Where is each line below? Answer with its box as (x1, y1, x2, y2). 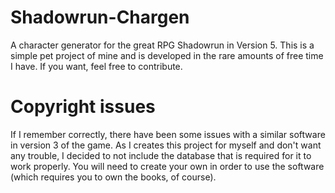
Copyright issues (10, 96, 156, 118)
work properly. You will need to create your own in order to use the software (10, 160, 325, 172)
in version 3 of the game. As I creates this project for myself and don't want (10, 139, 322, 151)
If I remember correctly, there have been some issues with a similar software (10, 128, 326, 140)
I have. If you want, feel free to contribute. (10, 60, 183, 72)
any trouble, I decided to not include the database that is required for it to (10, 149, 312, 161)
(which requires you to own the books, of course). (10, 171, 217, 183)
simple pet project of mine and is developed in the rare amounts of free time (10, 49, 324, 61)
